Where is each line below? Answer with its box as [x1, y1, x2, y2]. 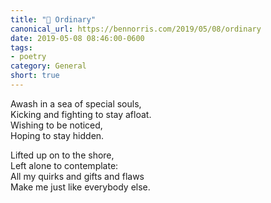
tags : [10, 42, 33, 53]
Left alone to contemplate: [10, 159, 119, 171]
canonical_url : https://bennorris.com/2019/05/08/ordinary [10, 24, 262, 34]
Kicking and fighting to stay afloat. [10, 108, 152, 120]
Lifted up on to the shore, [10, 149, 115, 161]
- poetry [10, 52, 47, 62]
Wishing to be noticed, [10, 119, 103, 131]
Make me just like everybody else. [10, 181, 151, 193]
